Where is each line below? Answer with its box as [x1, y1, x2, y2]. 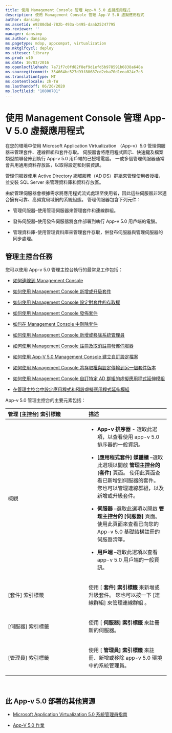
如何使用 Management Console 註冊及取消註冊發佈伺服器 [12, 343, 134, 349]
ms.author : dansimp [5, 36, 47, 41]
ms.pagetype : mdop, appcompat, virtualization [5, 41, 106, 46]
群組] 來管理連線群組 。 [94, 599, 150, 606]
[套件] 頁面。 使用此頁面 [97, 469, 156, 476]
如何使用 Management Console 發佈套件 [12, 310, 98, 317]
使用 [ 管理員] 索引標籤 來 [89, 646, 149, 654]
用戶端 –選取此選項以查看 [97, 549, 158, 556]
